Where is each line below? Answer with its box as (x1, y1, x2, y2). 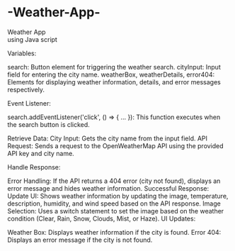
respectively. (7, 85, 45, 94)
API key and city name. (7, 149, 74, 157)
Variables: (7, 49, 37, 57)
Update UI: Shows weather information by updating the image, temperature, (7, 191, 229, 200)
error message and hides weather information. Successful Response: (7, 184, 210, 192)
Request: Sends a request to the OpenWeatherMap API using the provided (7, 141, 224, 150)
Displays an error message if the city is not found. (7, 235, 153, 244)
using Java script (7, 35, 58, 43)
